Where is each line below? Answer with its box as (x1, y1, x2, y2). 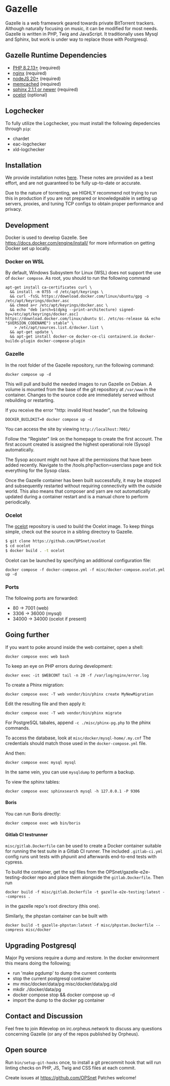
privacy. (5, 206, 22, 212)
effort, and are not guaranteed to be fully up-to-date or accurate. (5, 180, 141, 186)
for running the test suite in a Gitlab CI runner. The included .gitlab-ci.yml (5, 848, 163, 854)
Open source (5, 1046, 47, 1054)
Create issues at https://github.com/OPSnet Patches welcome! (5, 1074, 136, 1080)
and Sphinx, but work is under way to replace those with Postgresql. (5, 36, 149, 42)
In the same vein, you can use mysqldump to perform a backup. (5, 769, 135, 775)
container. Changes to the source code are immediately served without (5, 392, 154, 398)
